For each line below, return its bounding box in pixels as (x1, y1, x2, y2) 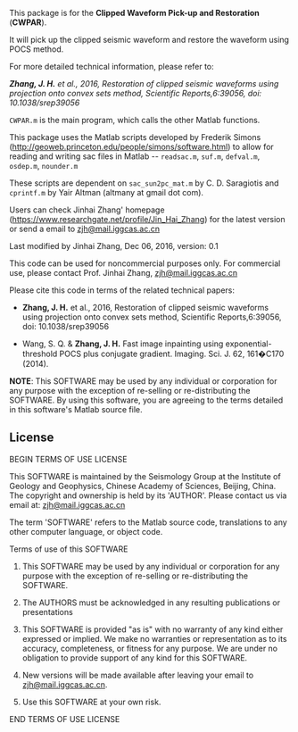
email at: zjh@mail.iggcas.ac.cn (9, 499, 126, 510)
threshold (21, 348, 58, 359)
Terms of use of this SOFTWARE (9, 544, 128, 554)
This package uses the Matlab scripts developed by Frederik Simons (9, 132, 261, 142)
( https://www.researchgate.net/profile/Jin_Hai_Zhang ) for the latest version (9, 214, 286, 224)
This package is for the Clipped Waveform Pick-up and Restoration (9, 8, 261, 18)
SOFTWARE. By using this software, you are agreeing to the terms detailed (9, 395, 284, 405)
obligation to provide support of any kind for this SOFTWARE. (21, 652, 248, 663)
